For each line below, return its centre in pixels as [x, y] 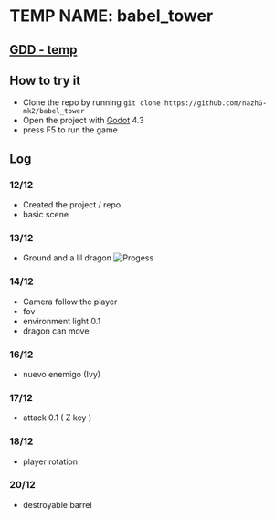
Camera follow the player [70, 302]
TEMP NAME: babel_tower [111, 16]
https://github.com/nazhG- [216, 103]
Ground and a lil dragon [67, 258]
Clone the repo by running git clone [92, 102]
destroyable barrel [58, 504]
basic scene [46, 215]
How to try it [45, 80]
